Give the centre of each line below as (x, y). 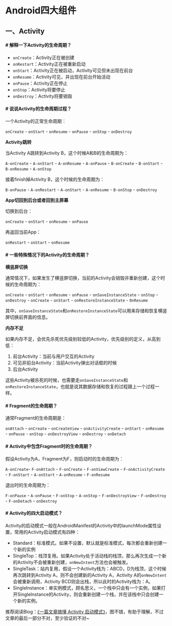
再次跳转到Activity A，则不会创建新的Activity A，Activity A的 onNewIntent (90, 575)
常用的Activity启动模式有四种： (47, 532)
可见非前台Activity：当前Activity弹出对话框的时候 (65, 363)
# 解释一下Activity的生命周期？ (39, 45)
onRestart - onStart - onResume (38, 242)
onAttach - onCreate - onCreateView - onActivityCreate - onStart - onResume (85, 428)
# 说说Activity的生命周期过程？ (39, 109)
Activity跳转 (18, 142)
